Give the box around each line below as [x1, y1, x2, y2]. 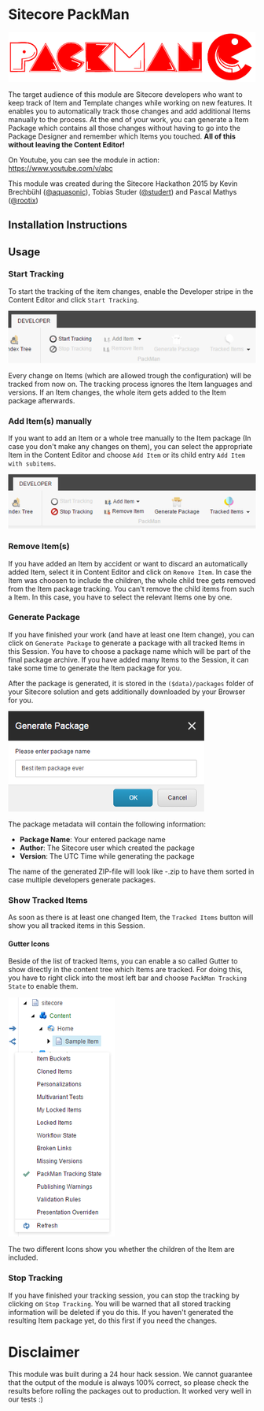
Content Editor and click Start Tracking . [8, 295, 140, 304]
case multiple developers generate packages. [8, 874, 156, 884]
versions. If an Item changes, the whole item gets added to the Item [8, 388, 226, 397]
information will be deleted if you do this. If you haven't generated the [8, 1307, 234, 1316]
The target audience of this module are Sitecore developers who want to [8, 89, 243, 99]
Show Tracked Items [8, 894, 88, 905]
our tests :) [8, 1394, 43, 1404]
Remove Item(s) [8, 541, 70, 552]
